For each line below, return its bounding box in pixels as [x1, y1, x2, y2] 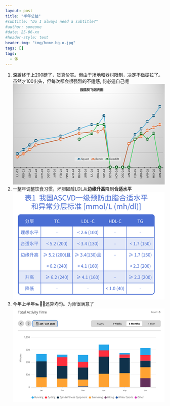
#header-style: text [5, 35, 49, 40]
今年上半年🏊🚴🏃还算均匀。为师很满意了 [12, 301, 95, 307]
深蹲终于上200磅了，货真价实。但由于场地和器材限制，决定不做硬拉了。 [12, 72, 163, 78]
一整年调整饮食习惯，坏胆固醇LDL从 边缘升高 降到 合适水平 [12, 185, 132, 192]
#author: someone [5, 24, 42, 29]
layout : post [5, 8, 33, 13]
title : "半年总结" [5, 13, 41, 19]
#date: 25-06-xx [5, 29, 39, 35]
